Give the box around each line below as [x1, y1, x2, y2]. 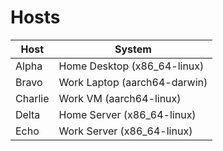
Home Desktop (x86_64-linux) [58, 59, 205, 73]
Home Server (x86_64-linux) [58, 107, 197, 121]
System [114, 42, 152, 56]
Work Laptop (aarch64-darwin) [58, 75, 208, 89]
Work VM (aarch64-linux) [58, 91, 182, 105]
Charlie [15, 91, 50, 105]
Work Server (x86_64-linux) [58, 124, 193, 138]
